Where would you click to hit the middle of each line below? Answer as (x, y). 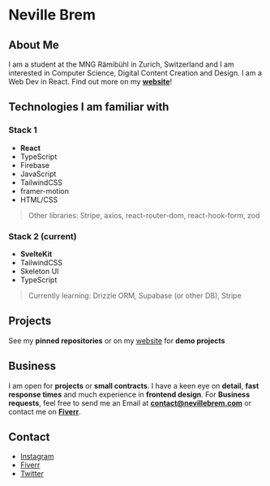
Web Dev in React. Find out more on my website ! (90, 82)
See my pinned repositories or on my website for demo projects (117, 340)
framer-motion (44, 191)
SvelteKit (36, 254)
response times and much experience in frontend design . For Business (129, 394)
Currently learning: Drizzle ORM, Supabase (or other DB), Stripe (135, 295)
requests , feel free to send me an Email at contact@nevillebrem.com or (130, 402)
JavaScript (38, 174)
